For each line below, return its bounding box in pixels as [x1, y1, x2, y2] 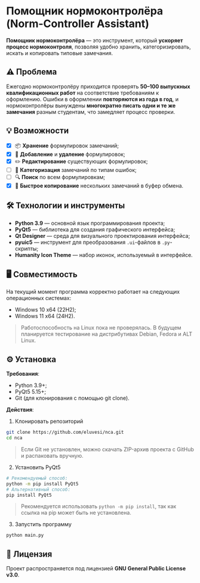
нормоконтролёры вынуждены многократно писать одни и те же [6, 102, 176, 109]
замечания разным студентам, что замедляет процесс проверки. [6, 108, 176, 115]
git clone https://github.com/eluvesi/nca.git [6, 430, 124, 436]
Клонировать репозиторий [14, 418, 84, 425]
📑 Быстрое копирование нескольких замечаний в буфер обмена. [14, 182, 184, 189]
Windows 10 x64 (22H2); [14, 306, 76, 313]
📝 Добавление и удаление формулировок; [14, 150, 125, 158]
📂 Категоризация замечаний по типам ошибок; [14, 166, 137, 173]
